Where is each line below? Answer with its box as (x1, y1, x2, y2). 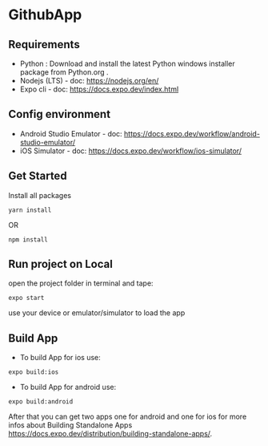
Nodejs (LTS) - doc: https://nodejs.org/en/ (19, 76, 159, 85)
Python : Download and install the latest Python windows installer (19, 59, 236, 68)
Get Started (8, 169, 67, 183)
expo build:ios (8, 368, 59, 376)
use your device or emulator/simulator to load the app (8, 308, 186, 318)
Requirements (8, 38, 80, 51)
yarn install (8, 206, 52, 214)
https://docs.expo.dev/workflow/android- (123, 128, 260, 138)
